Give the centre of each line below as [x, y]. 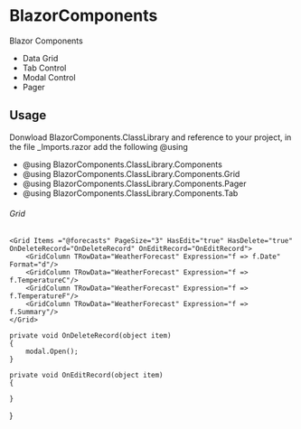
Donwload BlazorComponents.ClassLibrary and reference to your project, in [150, 137]
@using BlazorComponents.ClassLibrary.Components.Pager [134, 183]
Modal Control [49, 77]
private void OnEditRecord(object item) [87, 375]
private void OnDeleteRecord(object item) [90, 335]
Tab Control [44, 68]
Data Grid [40, 58]
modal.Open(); [52, 351]
